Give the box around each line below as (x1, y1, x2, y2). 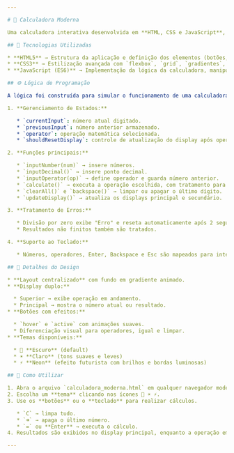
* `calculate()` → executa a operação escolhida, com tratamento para (16, 181, 226, 188)
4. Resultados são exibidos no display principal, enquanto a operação (7, 429, 219, 436)
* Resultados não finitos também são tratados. (16, 226, 157, 233)
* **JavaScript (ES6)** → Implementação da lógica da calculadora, (7, 67, 208, 74)
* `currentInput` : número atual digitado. (16, 117, 141, 124)
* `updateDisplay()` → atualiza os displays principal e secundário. (16, 194, 223, 201)
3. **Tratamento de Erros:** (7, 207, 92, 214)
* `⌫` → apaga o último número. (16, 416, 111, 424)
